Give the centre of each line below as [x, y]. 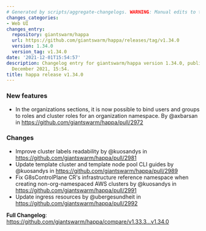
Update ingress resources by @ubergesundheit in [78, 197]
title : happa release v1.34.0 [45, 75]
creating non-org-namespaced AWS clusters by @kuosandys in [96, 183]
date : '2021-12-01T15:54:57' [44, 57]
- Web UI [17, 23]
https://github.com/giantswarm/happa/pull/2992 [76, 203]
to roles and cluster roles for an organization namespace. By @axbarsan [106, 116]
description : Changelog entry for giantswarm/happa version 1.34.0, [96, 63]
